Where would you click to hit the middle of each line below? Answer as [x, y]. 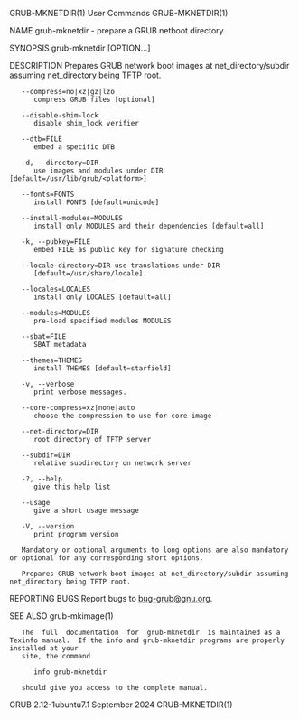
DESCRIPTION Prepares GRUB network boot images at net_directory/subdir [149, 65]
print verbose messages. [80, 392]
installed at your [44, 649]
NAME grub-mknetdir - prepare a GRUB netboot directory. [117, 30]
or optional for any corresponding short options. [107, 558]
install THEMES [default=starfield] [102, 369]
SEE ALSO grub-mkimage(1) [62, 616]
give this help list [72, 487]
